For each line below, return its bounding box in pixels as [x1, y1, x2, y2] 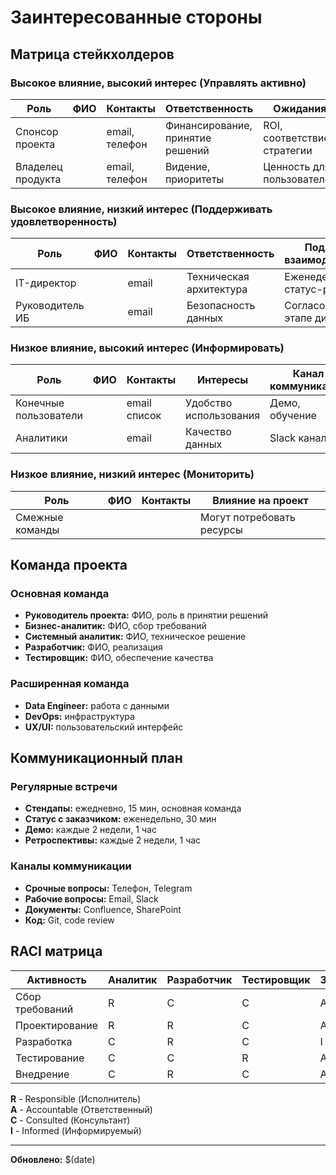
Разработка [15, 1034, 73, 1048]
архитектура [186, 282, 248, 296]
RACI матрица [10, 943, 103, 960]
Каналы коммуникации [10, 859, 132, 873]
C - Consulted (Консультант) [10, 1114, 131, 1126]
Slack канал [269, 431, 327, 445]
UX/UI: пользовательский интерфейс [24, 721, 184, 733]
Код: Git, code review [24, 914, 115, 926]
